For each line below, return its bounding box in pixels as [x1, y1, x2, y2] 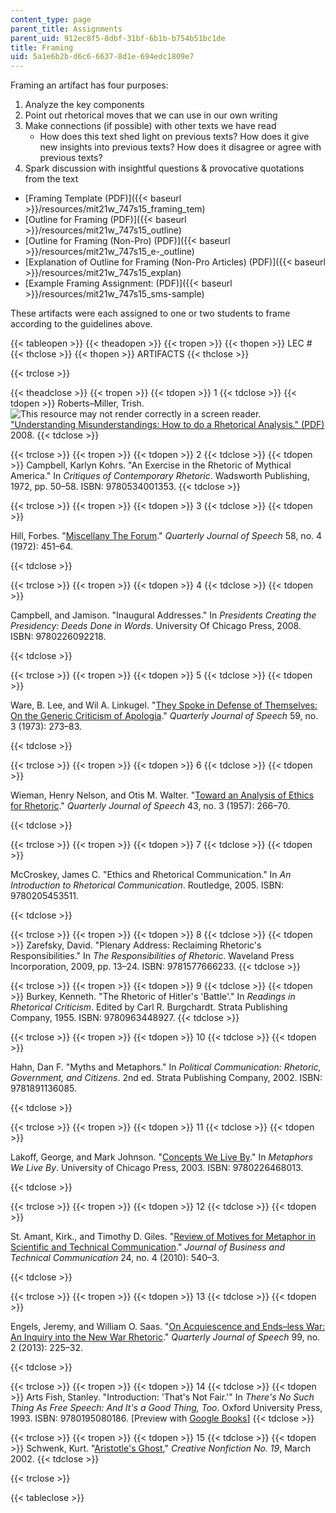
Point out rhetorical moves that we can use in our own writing [24, 109, 278, 121]
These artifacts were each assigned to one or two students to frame [10, 307, 291, 320]
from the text [24, 173, 79, 185]
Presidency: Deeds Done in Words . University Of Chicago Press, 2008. [10, 620, 302, 632]
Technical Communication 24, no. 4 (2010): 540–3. [10, 1252, 220, 1264]
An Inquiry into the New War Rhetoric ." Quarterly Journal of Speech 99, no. [10, 1331, 321, 1343]
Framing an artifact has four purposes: [10, 79, 169, 91]
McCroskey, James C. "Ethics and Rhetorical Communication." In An [10, 869, 292, 881]
